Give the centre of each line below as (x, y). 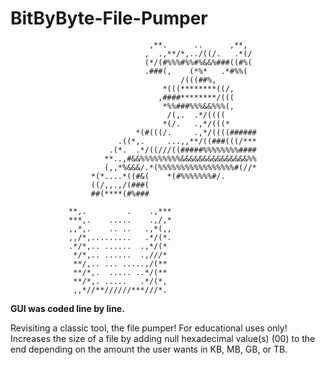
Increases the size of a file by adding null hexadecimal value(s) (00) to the (163, 338)
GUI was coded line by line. (67, 308)
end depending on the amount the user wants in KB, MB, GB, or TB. (149, 349)
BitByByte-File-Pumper (109, 18)
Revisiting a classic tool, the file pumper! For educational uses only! (149, 328)
